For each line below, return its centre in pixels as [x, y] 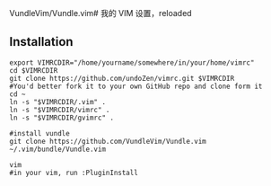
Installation [41, 42]
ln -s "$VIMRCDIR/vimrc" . [60, 110]
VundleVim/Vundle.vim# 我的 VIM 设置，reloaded [101, 13]
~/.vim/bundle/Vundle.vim [57, 149]
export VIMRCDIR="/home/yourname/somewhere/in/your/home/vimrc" [132, 62]
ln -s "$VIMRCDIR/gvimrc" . [62, 118]
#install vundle [39, 133]
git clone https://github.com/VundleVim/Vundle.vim [108, 141]
